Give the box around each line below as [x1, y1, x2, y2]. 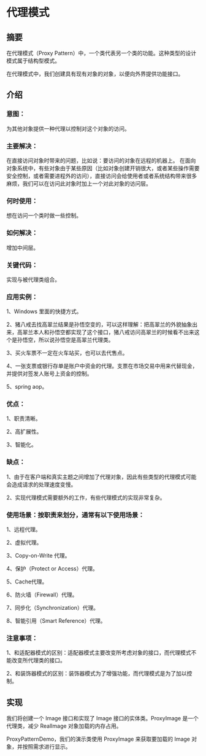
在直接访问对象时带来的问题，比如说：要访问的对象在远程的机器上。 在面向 [6, 157, 196, 164]
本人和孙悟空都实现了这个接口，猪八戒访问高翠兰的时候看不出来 [32, 329, 194, 336]
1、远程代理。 [6, 526, 41, 533]
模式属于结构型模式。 [6, 57, 60, 64]
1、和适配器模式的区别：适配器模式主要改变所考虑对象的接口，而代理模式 [6, 649, 191, 657]
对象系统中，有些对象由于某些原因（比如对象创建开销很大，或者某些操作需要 [6, 164, 200, 172]
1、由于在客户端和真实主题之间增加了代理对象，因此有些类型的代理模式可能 [6, 473, 197, 480]
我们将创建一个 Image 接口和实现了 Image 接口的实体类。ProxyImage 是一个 [6, 715, 199, 722]
